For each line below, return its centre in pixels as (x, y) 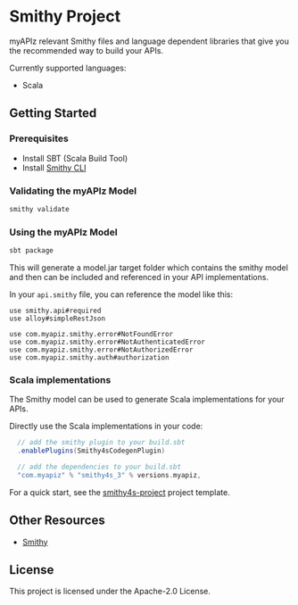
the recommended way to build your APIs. (86, 50)
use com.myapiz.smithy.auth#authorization (89, 357)
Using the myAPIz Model (63, 232)
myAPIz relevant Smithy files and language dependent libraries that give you (149, 41)
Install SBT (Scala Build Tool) (75, 158)
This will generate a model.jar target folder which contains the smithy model (149, 267)
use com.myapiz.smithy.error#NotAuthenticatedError (107, 342)
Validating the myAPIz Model (73, 191)
